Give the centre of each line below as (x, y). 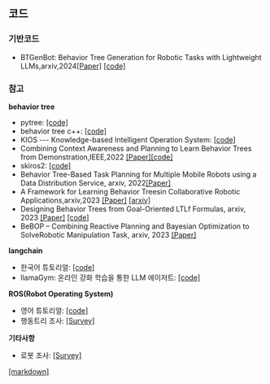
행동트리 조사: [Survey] (57, 321)
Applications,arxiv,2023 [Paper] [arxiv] (85, 200)
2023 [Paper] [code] (54, 217)
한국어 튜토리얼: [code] (57, 267)
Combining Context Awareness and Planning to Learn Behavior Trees (136, 148)
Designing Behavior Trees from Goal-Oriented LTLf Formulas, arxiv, (133, 208)
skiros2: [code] (46, 165)
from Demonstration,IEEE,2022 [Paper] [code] (96, 157)
